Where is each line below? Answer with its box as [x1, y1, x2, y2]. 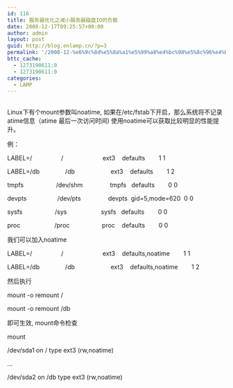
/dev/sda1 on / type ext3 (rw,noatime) [7, 346, 114, 354]
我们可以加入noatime [7, 235, 67, 244]
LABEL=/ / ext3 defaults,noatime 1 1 [7, 249, 191, 258]
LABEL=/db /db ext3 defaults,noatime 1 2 [7, 262, 200, 271]
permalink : [7, 49, 39, 56]
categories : [7, 74, 42, 82]
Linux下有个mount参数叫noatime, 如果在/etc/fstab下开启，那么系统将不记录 [7, 108, 223, 116]
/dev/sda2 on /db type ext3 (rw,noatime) [7, 373, 123, 381]
